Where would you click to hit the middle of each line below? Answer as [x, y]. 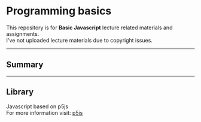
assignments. [23, 33]
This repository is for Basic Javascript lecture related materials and [89, 28]
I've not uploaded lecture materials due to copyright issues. [79, 40]
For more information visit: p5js [45, 112]
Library [20, 92]
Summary [25, 65]
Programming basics [59, 11]
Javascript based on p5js [37, 106]
